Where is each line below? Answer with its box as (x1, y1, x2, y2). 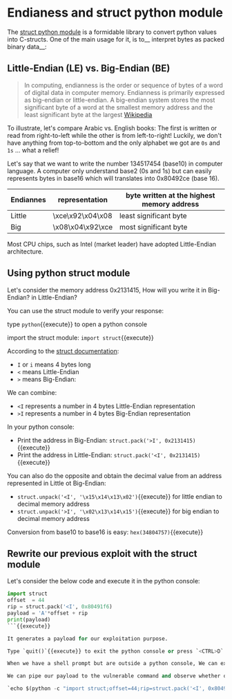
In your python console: (7, 423, 75, 431)
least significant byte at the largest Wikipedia (23, 110, 153, 118)
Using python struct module (7, 267, 130, 279)
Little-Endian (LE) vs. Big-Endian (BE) (7, 62, 171, 74)
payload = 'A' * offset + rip (7, 610, 88, 617)
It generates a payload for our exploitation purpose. (7, 635, 168, 642)
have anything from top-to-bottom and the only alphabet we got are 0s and (7, 139, 220, 147)
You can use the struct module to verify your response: (7, 306, 164, 315)
